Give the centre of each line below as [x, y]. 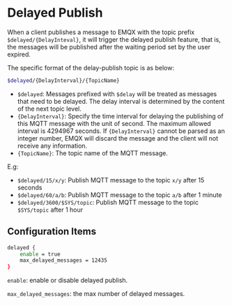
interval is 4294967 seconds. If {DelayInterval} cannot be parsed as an [121, 131]
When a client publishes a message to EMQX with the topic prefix [101, 32]
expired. [19, 54]
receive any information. [52, 146]
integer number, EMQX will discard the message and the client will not [118, 138]
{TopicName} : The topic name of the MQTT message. [93, 153]
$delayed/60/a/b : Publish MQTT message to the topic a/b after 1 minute [119, 195]
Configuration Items [52, 232]
